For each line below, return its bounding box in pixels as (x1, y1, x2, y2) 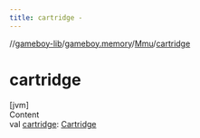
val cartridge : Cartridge (9, 118, 97, 129)
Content (9, 109, 40, 120)
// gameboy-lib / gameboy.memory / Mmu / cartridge (9, 38, 191, 49)
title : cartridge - (9, 13, 83, 23)
